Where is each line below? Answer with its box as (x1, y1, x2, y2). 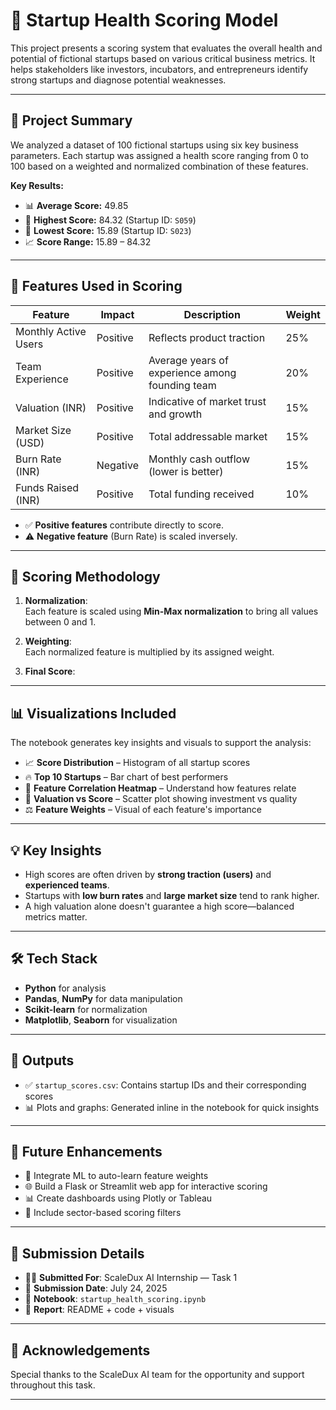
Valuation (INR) (15, 400, 87, 414)
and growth (148, 407, 203, 421)
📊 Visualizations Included (10, 705, 177, 722)
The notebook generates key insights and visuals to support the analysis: (10, 737, 312, 749)
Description (183, 307, 241, 321)
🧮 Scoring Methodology (10, 568, 161, 585)
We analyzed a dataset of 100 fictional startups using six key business (10, 139, 299, 151)
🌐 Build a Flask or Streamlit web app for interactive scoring (24, 1180, 268, 1193)
